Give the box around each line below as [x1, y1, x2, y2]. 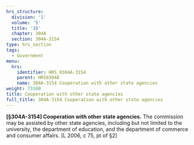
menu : [6, 58, 20, 64]
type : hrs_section [6, 42, 52, 48]
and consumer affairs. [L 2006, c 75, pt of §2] [6, 131, 117, 139]
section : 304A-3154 [11, 36, 60, 42]
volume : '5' [11, 20, 42, 25]
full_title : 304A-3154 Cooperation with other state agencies [6, 96, 163, 102]
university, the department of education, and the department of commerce [6, 125, 189, 133]
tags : [6, 47, 20, 53]
